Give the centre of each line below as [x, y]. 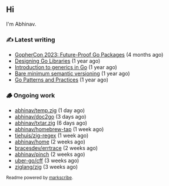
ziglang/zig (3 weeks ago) [46, 167]
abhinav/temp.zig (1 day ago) [50, 110]
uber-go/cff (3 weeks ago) [47, 161]
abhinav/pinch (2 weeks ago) [50, 154]
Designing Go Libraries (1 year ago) [57, 61]
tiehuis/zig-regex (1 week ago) [52, 136]
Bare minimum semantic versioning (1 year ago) [72, 74]
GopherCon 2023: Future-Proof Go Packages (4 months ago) [89, 55]
